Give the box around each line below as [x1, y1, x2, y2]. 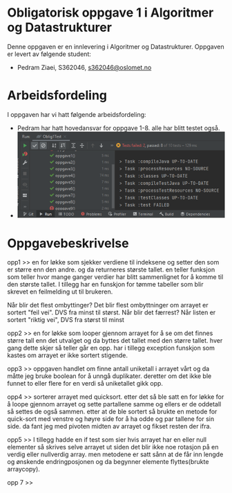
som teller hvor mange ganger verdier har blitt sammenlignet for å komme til [7, 273, 224, 281]
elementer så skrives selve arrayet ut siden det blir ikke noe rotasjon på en [7, 443, 219, 451]
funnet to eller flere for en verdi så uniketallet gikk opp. [7, 379, 164, 388]
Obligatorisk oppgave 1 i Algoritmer [7, 5, 214, 21]
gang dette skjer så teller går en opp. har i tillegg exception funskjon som [7, 344, 215, 352]
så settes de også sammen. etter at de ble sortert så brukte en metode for [7, 407, 217, 416]
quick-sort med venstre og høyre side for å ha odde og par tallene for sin [7, 415, 215, 423]
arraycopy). [7, 465, 40, 474]
